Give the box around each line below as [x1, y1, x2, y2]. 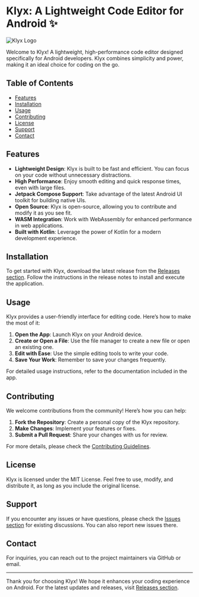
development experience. [14, 234, 78, 241]
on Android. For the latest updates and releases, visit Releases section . [6, 584, 179, 591]
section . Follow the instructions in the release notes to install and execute [6, 274, 185, 281]
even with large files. [14, 184, 66, 191]
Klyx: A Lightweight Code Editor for [6, 4, 184, 18]
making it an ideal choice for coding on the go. [6, 61, 120, 68]
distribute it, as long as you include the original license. [6, 482, 140, 489]
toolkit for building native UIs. [14, 196, 87, 203]
